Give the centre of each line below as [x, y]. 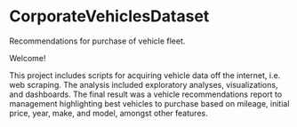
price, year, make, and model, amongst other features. [108, 113]
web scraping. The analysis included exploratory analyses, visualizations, [144, 84]
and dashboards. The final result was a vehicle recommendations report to [146, 94]
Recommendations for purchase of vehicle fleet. [97, 41]
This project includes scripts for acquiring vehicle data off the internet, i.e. [145, 75]
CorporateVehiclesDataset [109, 16]
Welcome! [28, 58]
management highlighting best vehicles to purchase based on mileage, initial [149, 103]
